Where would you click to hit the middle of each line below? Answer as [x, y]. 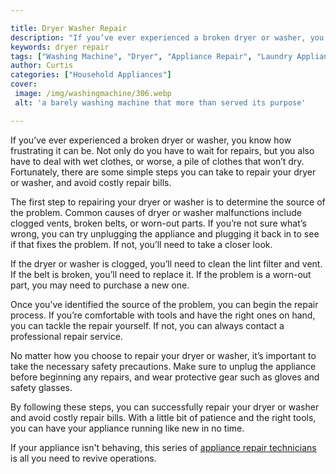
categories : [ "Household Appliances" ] [91, 75]
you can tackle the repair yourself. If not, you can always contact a [147, 325]
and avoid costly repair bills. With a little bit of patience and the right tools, [163, 417]
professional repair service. [66, 336]
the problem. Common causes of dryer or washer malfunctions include [156, 212]
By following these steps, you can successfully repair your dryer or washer [165, 407]
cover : [24, 84]
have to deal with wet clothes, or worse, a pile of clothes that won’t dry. [157, 161]
